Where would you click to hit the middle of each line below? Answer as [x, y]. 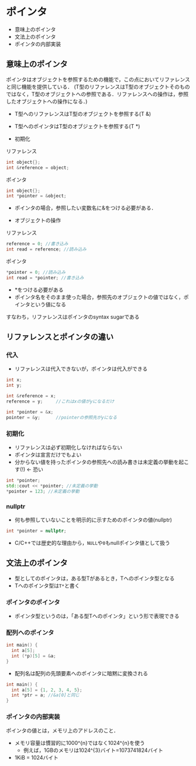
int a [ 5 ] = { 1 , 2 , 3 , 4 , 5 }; [47, 690]
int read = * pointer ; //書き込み [45, 278]
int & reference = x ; [31, 396]
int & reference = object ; [37, 167]
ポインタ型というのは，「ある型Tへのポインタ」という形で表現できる [97, 616]
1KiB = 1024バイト [36, 758]
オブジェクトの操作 [38, 221]
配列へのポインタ [30, 633]
